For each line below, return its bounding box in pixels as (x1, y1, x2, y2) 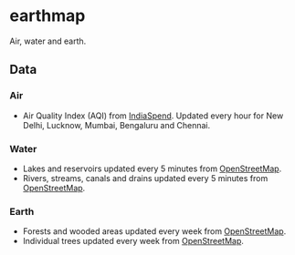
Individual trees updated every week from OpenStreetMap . (22, 236, 245, 247)
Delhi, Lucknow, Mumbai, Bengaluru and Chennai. (22, 119, 211, 130)
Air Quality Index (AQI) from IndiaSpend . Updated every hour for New (22, 110, 284, 121)
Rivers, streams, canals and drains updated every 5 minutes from (22, 172, 269, 183)
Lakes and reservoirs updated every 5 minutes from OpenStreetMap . (22, 163, 282, 174)
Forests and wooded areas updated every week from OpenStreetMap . (22, 226, 287, 237)
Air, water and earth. (9, 36, 87, 46)
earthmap (9, 5, 86, 26)
